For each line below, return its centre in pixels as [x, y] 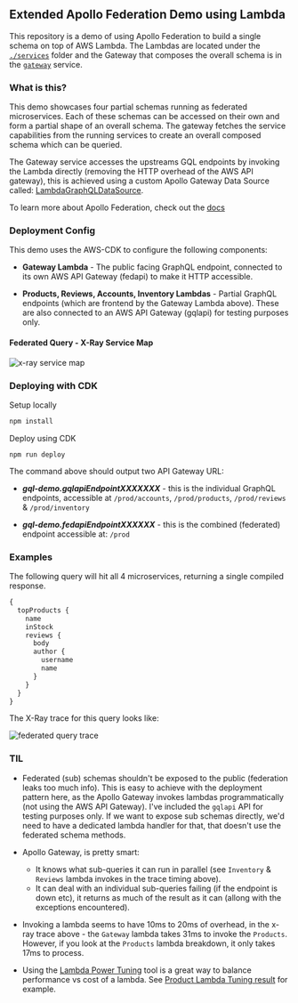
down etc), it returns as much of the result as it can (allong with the [158, 897]
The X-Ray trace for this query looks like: [84, 718]
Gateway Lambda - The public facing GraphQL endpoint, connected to [152, 267]
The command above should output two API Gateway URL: [117, 471]
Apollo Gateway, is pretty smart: [81, 852]
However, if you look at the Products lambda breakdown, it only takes [149, 943]
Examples [31, 557]
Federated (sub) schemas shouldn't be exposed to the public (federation [155, 778]
